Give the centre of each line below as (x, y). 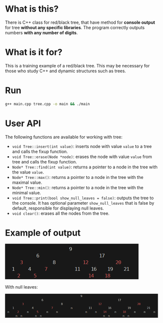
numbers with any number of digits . (41, 32)
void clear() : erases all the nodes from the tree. (61, 213)
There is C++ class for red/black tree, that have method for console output (80, 22)
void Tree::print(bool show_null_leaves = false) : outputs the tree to (83, 198)
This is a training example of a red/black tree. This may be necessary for (77, 65)
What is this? (32, 9)
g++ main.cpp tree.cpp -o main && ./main (48, 104)
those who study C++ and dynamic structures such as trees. (65, 71)
